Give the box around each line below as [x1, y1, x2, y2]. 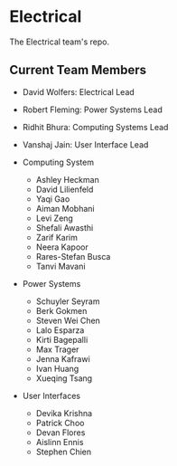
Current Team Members [9, 62, 147, 78]
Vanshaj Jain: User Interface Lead [22, 138, 149, 150]
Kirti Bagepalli [35, 334, 88, 345]
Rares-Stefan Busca [35, 251, 111, 262]
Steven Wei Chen [35, 315, 101, 326]
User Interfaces [22, 390, 81, 401]
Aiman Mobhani [35, 203, 95, 214]
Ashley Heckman [35, 174, 99, 185]
